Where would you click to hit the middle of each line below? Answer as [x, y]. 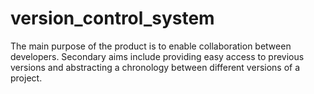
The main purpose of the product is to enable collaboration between [151, 46]
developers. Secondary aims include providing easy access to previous [157, 56]
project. [26, 78]
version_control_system [112, 18]
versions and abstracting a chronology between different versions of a [155, 67]
